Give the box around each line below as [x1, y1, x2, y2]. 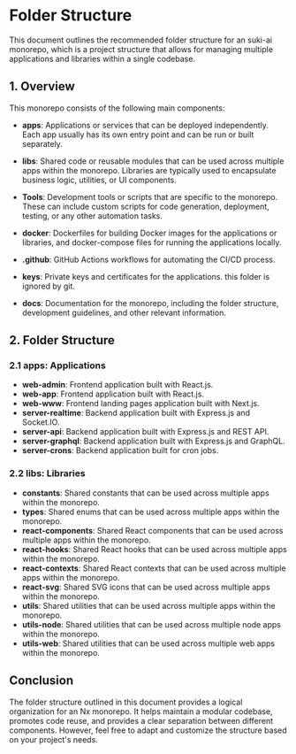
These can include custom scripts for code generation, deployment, [21, 201, 269, 212]
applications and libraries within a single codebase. [9, 53, 196, 64]
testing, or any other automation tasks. [21, 210, 163, 221]
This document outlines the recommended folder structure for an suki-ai [9, 35, 272, 45]
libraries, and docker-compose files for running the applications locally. [21, 236, 282, 248]
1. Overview [9, 79, 75, 94]
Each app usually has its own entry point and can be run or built [21, 129, 254, 140]
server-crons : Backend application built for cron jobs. [21, 445, 219, 456]
